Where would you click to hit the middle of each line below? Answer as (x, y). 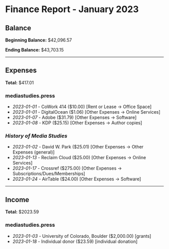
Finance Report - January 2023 (72, 9)
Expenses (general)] (33, 152)
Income (17, 200)
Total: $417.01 (20, 82)
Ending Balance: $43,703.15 (34, 50)
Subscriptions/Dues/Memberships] (49, 174)
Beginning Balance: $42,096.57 (38, 40)
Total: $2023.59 (22, 212)
